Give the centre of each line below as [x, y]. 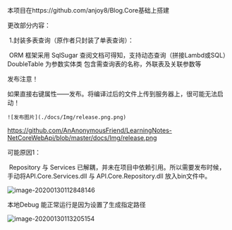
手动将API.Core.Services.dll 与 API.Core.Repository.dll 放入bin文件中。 [109, 176]
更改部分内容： [29, 25]
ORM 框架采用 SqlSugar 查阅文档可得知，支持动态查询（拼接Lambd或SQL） [119, 55]
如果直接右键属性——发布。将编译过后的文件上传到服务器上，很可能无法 [112, 94]
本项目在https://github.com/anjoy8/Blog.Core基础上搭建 [88, 10]
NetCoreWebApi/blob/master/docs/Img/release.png [82, 138]
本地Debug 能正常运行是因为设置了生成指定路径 [77, 205]
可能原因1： [24, 152]
